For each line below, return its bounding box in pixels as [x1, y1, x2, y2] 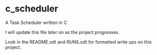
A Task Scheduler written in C [5, 19, 67, 25]
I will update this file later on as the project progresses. [5, 29, 120, 35]
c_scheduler [5, 3, 58, 14]
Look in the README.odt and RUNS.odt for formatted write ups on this [5, 38, 152, 45]
